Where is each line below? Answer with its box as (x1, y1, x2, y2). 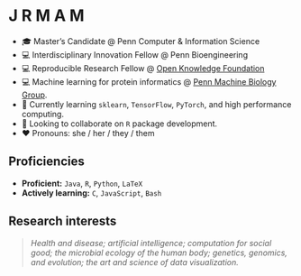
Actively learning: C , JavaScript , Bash (21, 187, 162, 198)
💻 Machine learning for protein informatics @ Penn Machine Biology (21, 76, 277, 87)
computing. (21, 108, 65, 119)
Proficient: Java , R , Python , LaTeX (21, 178, 143, 189)
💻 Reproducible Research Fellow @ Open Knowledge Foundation (21, 62, 265, 73)
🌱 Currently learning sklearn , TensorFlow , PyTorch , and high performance (21, 98, 292, 109)
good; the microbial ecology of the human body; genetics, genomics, (30, 247, 287, 258)
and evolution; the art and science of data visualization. (30, 256, 240, 267)
